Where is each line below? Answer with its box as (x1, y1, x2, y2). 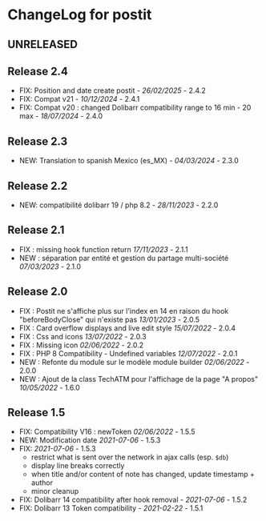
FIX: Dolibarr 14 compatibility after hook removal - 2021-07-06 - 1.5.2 (18, 495, 248, 505)
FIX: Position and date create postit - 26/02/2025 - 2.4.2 (18, 86, 206, 95)
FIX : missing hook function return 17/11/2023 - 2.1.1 (18, 244, 189, 254)
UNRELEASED (7, 38, 78, 51)
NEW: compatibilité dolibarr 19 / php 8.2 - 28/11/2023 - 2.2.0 (18, 200, 219, 210)
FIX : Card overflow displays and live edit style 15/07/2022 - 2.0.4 (18, 323, 236, 333)
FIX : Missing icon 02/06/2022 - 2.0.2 (18, 340, 144, 350)
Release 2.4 (7, 64, 69, 78)
